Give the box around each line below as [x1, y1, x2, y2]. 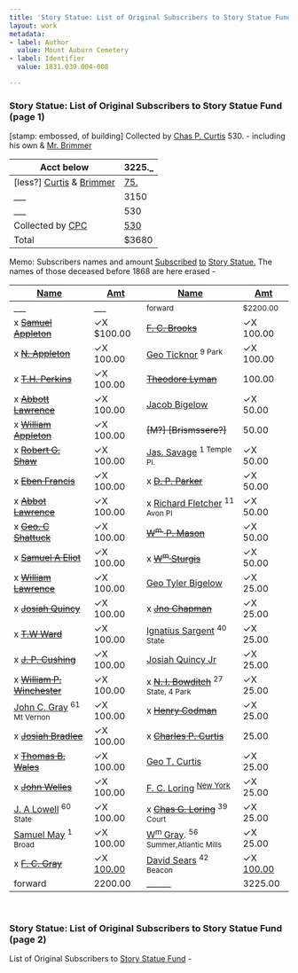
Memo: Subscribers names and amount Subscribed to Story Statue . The [9, 256, 273, 267]
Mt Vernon [13, 711, 51, 722]
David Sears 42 [145, 852, 209, 866]
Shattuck [13, 531, 51, 544]
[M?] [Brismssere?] [145, 424, 227, 436]
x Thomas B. [13, 750, 66, 763]
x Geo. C [13, 521, 51, 533]
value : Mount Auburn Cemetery [17, 46, 129, 55]
